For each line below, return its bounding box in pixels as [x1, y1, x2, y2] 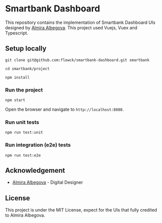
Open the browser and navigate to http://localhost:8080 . [5, 106, 124, 112]
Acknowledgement [5, 166, 65, 175]
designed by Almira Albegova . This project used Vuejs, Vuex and [5, 24, 138, 30]
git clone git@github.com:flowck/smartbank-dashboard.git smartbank [5, 58, 150, 63]
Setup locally [5, 44, 47, 53]
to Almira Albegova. [5, 212, 46, 219]
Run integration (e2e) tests [5, 142, 71, 149]
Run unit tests [5, 119, 40, 126]
